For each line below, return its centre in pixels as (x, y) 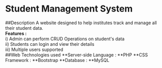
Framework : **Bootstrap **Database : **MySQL (57, 60)
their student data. (24, 28)
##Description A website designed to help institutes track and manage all (81, 23)
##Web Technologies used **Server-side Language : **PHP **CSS (77, 55)
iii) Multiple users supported (34, 49)
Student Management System (69, 9)
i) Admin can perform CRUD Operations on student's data (65, 39)
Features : (16, 33)
